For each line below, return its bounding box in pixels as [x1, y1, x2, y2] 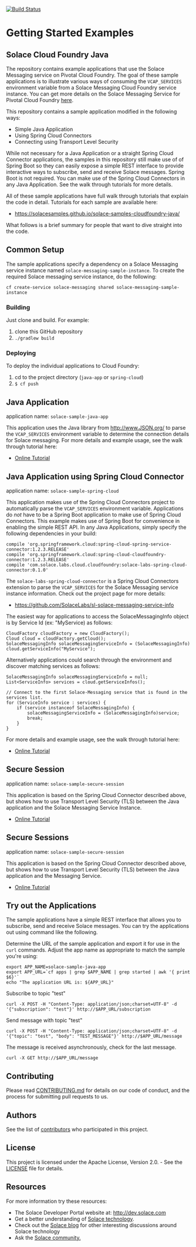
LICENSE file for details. [6, 1164, 64, 1172]
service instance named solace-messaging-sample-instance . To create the [6, 266, 185, 274]
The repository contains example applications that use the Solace [6, 65, 164, 72]
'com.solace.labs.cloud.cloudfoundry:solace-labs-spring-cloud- [27, 562, 188, 568]
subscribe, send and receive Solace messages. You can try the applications [6, 923, 190, 930]
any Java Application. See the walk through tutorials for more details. [6, 181, 173, 188]
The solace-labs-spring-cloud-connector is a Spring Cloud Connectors [6, 578, 179, 585]
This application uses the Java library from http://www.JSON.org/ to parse [6, 425, 186, 432]
